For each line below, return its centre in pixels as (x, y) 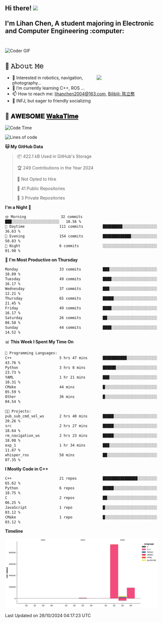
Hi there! (18, 8)
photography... (27, 83)
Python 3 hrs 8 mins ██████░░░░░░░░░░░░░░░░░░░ (81, 368)
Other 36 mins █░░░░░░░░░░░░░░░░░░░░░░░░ (81, 397)
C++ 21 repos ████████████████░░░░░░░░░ (81, 479)
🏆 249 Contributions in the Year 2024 (55, 168)
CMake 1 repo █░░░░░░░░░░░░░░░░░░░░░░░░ (81, 517)
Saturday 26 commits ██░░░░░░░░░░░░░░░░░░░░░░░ (81, 318)
